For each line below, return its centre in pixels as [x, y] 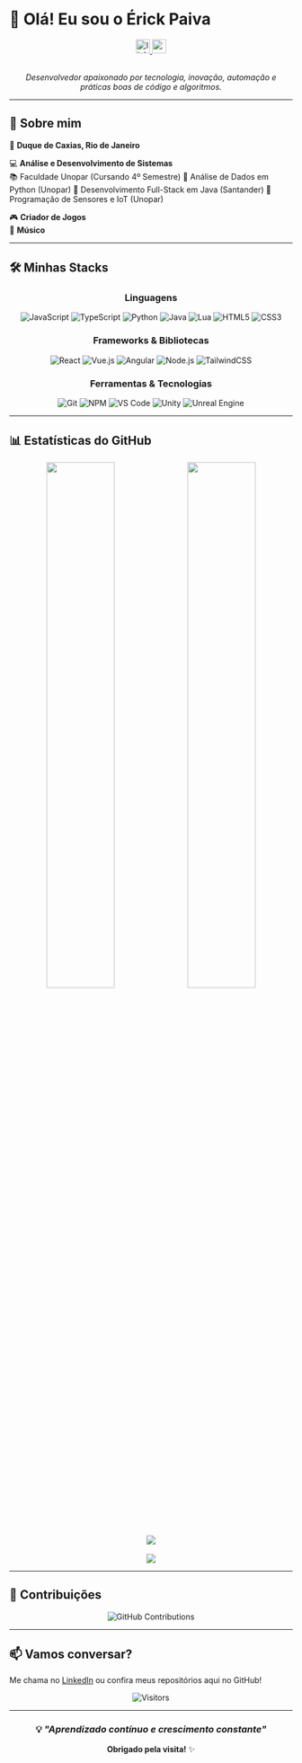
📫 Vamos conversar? [71, 1655]
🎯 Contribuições [55, 1595]
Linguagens [151, 298]
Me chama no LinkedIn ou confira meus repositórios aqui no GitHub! [136, 1680]
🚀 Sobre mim [46, 124]
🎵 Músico [27, 230]
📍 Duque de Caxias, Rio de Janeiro [75, 145]
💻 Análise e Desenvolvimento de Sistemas [91, 163]
